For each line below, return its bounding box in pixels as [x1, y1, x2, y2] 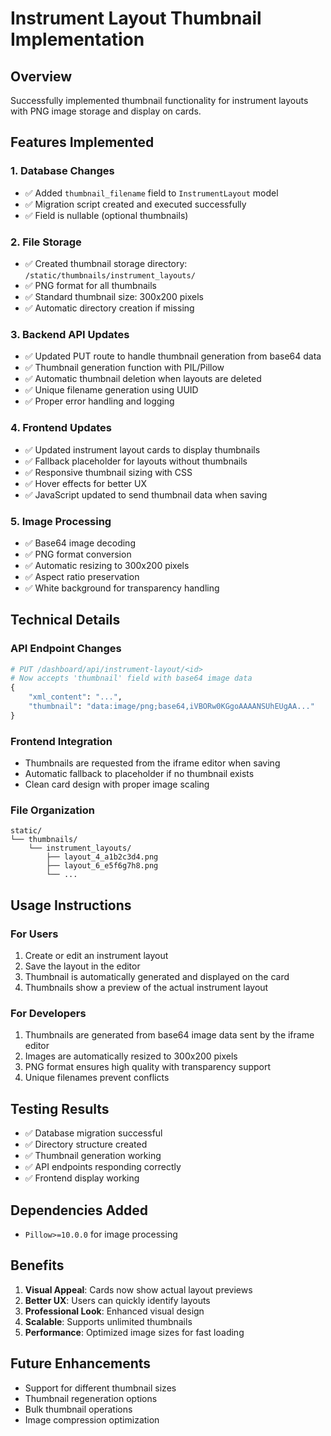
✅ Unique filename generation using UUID [24, 384, 199, 396]
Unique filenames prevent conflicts [24, 1072, 170, 1084]
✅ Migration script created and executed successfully [24, 198, 247, 210]
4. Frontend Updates [10, 421, 112, 435]
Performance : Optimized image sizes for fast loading [24, 1326, 245, 1338]
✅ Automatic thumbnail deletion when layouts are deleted [24, 373, 262, 385]
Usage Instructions [10, 897, 132, 914]
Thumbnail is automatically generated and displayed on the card [24, 971, 290, 983]
